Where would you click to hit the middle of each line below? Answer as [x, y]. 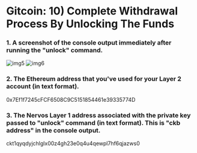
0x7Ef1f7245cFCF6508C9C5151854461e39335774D [71, 99]
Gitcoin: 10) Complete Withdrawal [92, 11]
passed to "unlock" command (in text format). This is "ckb [93, 123]
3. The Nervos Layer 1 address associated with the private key [98, 115]
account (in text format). [43, 87]
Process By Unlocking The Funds [90, 24]
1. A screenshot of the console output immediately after [89, 43]
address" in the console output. [53, 130]
